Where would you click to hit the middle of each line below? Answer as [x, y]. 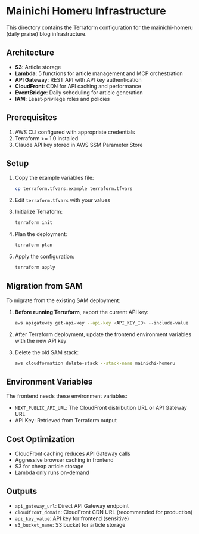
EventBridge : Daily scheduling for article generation [79, 92]
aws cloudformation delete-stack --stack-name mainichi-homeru [95, 363]
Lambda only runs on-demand [52, 472]
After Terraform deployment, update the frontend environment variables [103, 334]
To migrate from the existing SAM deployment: [63, 300]
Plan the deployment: [41, 234]
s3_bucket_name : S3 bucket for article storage [70, 524]
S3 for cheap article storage [49, 467]
